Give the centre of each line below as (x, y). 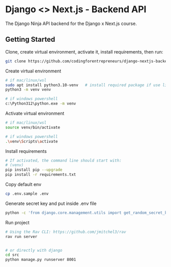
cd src (12, 255)
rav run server (21, 236)
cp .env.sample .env (27, 194)
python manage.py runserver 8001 (41, 260)
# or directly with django (34, 250)
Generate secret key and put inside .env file (51, 203)
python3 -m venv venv (28, 90)
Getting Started (30, 39)
